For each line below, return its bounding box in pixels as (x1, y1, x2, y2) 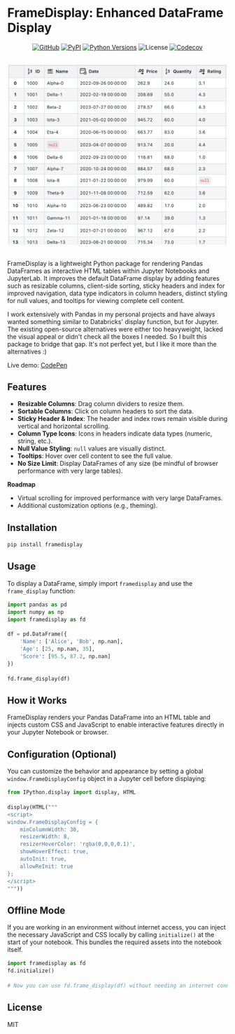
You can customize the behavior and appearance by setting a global (7, 767, 204, 776)
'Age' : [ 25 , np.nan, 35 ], (20, 645, 96, 653)
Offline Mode (7, 904, 66, 916)
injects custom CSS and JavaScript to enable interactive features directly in (7, 720, 225, 729)
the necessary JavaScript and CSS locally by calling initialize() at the (7, 931, 215, 939)
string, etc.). (17, 437, 53, 445)
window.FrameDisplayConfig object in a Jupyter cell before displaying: (7, 774, 206, 783)
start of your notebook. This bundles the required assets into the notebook (7, 938, 222, 946)
